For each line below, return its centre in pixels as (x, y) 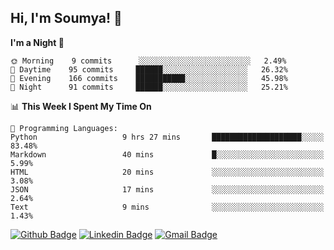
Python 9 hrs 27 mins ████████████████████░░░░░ (167, 137)
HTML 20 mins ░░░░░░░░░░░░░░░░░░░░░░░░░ (167, 172)
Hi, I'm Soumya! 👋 (66, 18)
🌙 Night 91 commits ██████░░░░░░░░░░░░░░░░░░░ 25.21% (149, 87)
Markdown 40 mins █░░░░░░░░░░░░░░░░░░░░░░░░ (167, 154)
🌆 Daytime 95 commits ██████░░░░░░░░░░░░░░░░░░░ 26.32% (149, 69)
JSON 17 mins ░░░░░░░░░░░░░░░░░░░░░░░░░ (167, 189)
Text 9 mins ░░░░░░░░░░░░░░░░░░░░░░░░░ (167, 207)
